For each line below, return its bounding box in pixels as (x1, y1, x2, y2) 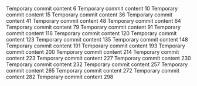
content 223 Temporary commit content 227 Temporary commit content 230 (6, 55, 191, 61)
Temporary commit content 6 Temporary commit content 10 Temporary (6, 5, 178, 12)
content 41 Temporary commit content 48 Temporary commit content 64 (6, 18, 182, 24)
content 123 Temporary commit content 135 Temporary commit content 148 (6, 36, 189, 43)
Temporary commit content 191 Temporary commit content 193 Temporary (6, 42, 186, 49)
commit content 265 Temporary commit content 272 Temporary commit (6, 67, 180, 74)
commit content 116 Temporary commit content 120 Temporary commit (6, 30, 177, 37)
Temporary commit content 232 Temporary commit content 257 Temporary (6, 61, 188, 68)
